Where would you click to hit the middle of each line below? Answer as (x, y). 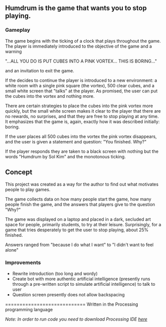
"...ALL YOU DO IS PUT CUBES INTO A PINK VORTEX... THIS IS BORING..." (81, 61)
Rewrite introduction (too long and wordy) (55, 273)
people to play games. (28, 189)
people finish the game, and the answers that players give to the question (80, 204)
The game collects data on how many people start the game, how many (78, 199)
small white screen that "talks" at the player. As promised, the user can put (81, 91)
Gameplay (18, 30)
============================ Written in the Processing (72, 304)
